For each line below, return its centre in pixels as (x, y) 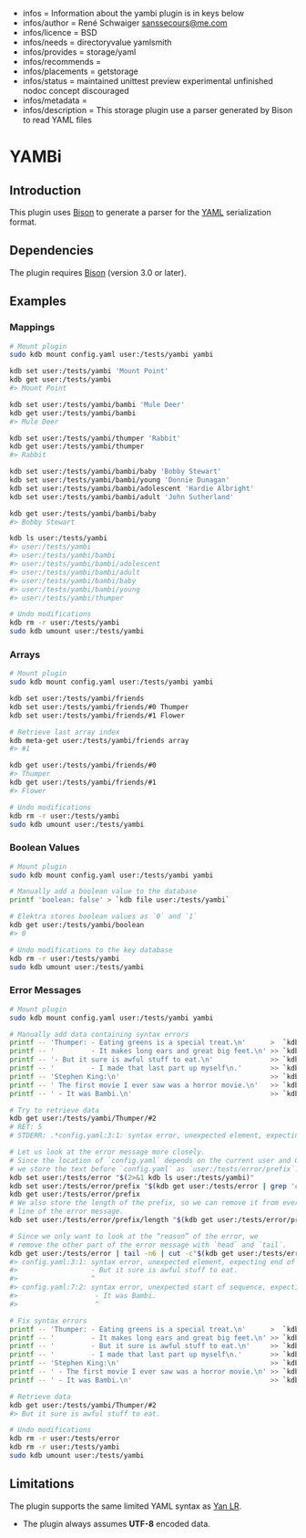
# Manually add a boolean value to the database (103, 892)
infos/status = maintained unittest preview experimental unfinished (148, 81)
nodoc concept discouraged (76, 91)
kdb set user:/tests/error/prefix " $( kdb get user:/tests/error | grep (148, 1186)
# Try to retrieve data (55, 1110)
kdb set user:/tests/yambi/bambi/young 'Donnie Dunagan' (120, 480)
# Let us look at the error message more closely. (107, 1152)
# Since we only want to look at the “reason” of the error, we (134, 1236)
